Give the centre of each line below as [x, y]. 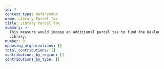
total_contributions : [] [30, 50]
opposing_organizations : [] [34, 46]
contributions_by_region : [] [35, 55]
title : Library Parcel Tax [32, 23]
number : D [15, 41]
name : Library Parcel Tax [31, 18]
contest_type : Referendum [31, 14]
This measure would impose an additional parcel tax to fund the [77, 32]
